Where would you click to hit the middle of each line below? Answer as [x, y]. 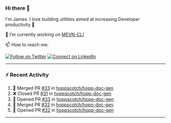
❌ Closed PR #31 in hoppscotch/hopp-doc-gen [62, 93]
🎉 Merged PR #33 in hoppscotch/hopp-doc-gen [63, 88]
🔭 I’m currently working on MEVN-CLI [45, 35]
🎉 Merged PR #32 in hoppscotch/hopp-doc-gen [63, 105]
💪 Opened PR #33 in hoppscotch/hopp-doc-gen [63, 99]
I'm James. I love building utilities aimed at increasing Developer [73, 19]
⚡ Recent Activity [27, 75]
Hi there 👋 [18, 8]
